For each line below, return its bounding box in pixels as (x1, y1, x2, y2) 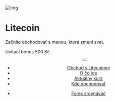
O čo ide (80, 70, 97, 76)
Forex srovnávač (71, 90, 106, 96)
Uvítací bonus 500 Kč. (5, 48, 51, 55)
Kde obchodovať (71, 80, 106, 86)
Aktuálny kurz (74, 75, 103, 81)
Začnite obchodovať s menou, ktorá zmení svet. (5, 39, 104, 45)
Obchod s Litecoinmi (67, 64, 110, 70)
